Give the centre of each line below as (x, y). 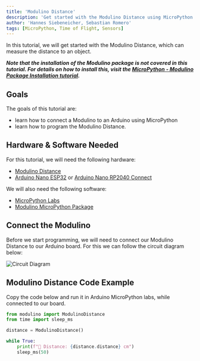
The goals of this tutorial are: (41, 109)
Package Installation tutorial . (43, 76)
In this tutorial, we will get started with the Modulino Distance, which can (95, 45)
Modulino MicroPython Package (54, 206)
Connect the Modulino (49, 226)
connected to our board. (36, 303)
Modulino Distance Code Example (70, 283)
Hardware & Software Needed (62, 145)
